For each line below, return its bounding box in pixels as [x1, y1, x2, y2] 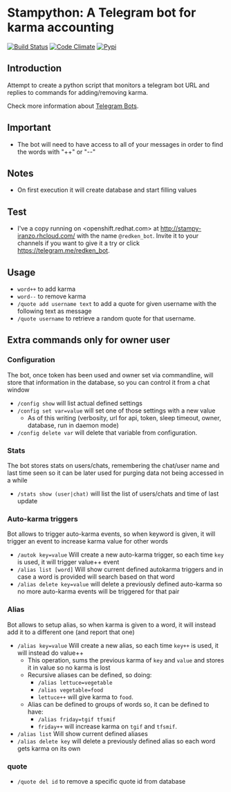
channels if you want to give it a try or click [17, 239, 140, 247]
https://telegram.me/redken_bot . [17, 246, 110, 255]
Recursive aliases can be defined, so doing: [27, 670, 152, 679]
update [17, 496, 38, 505]
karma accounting [7, 19, 114, 35]
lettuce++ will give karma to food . [37, 692, 133, 701]
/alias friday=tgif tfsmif [37, 716, 116, 723]
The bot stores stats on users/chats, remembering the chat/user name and [7, 461, 220, 469]
